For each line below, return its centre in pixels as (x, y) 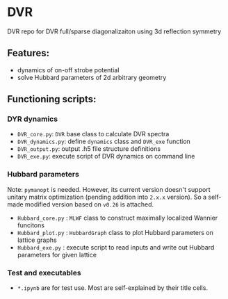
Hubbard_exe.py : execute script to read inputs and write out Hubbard (116, 247)
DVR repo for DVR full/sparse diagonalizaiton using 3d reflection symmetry (114, 31)
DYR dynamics (32, 119)
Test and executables (44, 273)
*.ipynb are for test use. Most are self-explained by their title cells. (113, 288)
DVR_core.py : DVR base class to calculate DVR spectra (93, 134)
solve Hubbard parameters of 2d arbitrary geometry (92, 77)
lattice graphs (37, 240)
